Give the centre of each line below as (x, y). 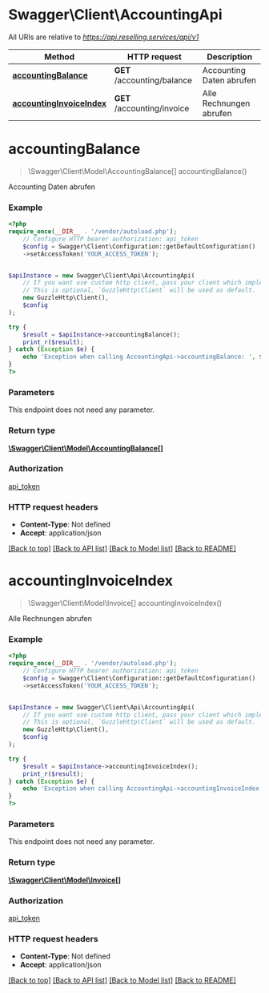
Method (59, 56)
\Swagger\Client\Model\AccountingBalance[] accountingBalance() (137, 171)
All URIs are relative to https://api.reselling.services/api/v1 (104, 37)
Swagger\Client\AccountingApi (115, 15)
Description (230, 56)
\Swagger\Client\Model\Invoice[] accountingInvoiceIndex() (125, 603)
